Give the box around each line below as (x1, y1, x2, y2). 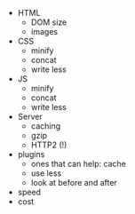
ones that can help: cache (30, 159, 126, 169)
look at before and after (30, 178, 117, 187)
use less (30, 168, 62, 178)
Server (17, 111, 43, 122)
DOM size (30, 17, 67, 28)
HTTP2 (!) (30, 139, 67, 150)
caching (30, 121, 61, 131)
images (30, 27, 59, 36)
